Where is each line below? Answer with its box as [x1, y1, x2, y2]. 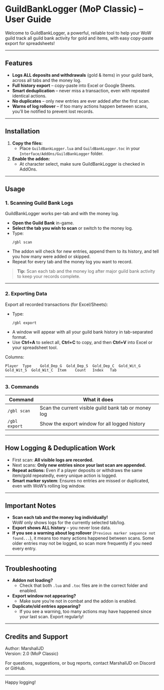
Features [5, 59, 33, 67]
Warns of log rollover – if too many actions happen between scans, [12, 103, 148, 109]
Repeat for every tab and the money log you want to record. [12, 259, 133, 265]
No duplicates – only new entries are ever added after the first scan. [12, 98, 150, 104]
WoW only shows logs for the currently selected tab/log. [12, 519, 125, 526]
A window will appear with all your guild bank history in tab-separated [12, 329, 153, 335]
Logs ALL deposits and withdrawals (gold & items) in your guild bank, [12, 72, 154, 78]
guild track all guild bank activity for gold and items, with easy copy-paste [5, 35, 154, 41]
